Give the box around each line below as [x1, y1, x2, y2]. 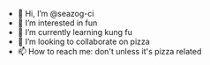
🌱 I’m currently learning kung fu [17, 27, 133, 37]
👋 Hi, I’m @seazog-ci [17, 9, 94, 18]
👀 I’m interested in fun [17, 18, 98, 28]
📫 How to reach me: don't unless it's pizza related [17, 47, 202, 56]
